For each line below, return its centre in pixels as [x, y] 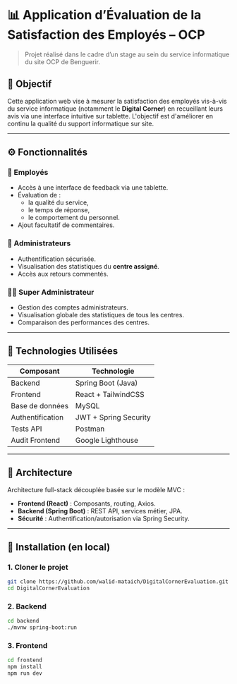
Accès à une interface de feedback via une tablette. [93, 188]
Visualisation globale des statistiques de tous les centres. [101, 315]
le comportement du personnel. [74, 218]
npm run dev [25, 673]
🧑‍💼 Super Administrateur [51, 292]
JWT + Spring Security [113, 417]
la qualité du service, [59, 202]
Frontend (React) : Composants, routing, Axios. [87, 503]
